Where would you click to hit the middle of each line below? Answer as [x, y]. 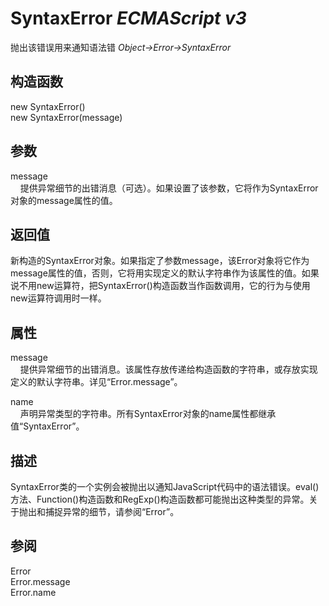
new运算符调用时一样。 [58, 298]
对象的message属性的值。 [64, 200]
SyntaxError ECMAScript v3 [128, 18]
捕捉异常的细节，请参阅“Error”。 [112, 511]
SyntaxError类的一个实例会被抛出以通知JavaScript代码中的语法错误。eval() [165, 486]
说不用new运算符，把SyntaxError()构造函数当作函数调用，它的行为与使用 [160, 286]
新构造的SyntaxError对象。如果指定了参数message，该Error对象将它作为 [160, 261]
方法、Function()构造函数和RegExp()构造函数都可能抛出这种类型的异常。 [160, 499]
